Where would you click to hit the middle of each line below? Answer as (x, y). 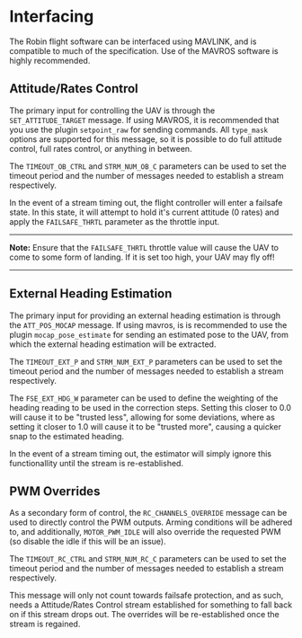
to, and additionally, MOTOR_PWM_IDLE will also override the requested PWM (145, 532)
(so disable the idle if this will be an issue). (88, 542)
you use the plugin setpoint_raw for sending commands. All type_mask (138, 129)
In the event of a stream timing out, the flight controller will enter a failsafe (146, 202)
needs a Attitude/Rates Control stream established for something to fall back (151, 605)
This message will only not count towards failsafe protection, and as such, (147, 596)
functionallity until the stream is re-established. (97, 463)
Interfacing (52, 17)
